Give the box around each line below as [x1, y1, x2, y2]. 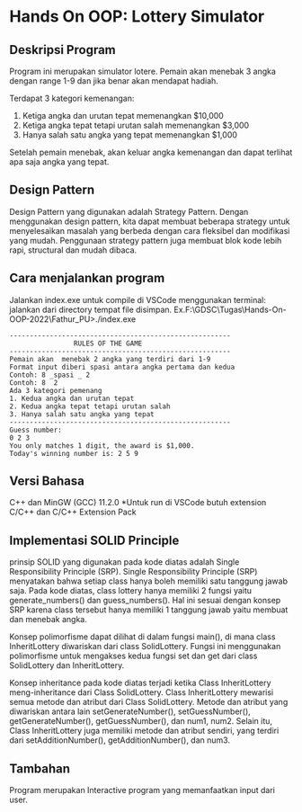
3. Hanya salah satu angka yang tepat [9, 409, 155, 419]
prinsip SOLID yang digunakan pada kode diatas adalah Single [9, 557, 240, 567]
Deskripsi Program [9, 42, 117, 58]
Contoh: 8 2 [9, 378, 58, 388]
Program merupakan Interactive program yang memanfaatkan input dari [9, 785, 276, 796]
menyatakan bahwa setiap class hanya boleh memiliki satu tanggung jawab [9, 576, 289, 586]
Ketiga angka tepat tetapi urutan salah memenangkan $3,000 [22, 120, 250, 130]
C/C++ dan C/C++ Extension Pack [9, 506, 137, 518]
